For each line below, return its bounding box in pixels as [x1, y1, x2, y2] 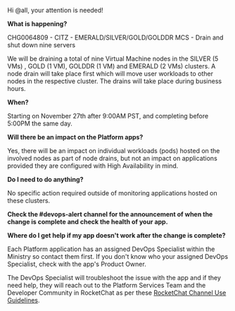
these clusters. [7, 197, 51, 205]
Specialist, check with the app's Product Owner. [7, 260, 146, 268]
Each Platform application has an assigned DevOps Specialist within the [7, 245, 215, 253]
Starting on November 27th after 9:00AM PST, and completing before [7, 112, 209, 120]
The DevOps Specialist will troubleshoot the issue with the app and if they [7, 274, 222, 281]
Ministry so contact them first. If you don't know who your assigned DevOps [7, 252, 229, 260]
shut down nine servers [7, 41, 76, 49]
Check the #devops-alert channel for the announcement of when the [7, 210, 213, 218]
